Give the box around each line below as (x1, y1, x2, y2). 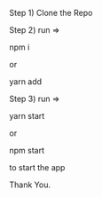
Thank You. (9, 179, 51, 190)
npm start (9, 146, 45, 155)
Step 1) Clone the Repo (9, 8, 93, 18)
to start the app (9, 162, 66, 172)
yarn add (9, 76, 43, 87)
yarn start (9, 111, 45, 121)
